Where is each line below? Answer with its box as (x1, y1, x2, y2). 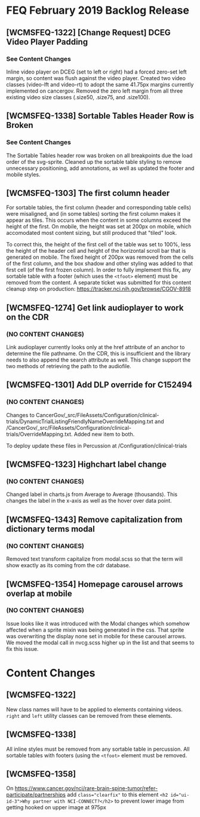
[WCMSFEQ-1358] (6, 769, 76, 779)
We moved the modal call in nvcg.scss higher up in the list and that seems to (6, 639, 195, 646)
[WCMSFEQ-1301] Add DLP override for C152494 (6, 380, 193, 390)
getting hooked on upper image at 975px (6, 804, 106, 811)
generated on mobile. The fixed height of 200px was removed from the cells (6, 253, 194, 261)
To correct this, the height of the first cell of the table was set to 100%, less (6, 241, 191, 248)
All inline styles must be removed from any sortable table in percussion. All (6, 745, 190, 752)
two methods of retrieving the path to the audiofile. (6, 363, 131, 370)
